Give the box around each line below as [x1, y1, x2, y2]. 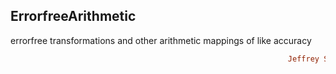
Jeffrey [287, 54, 320, 64]
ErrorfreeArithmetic [10, 8, 137, 25]
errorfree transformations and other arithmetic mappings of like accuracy [10, 34, 312, 46]
